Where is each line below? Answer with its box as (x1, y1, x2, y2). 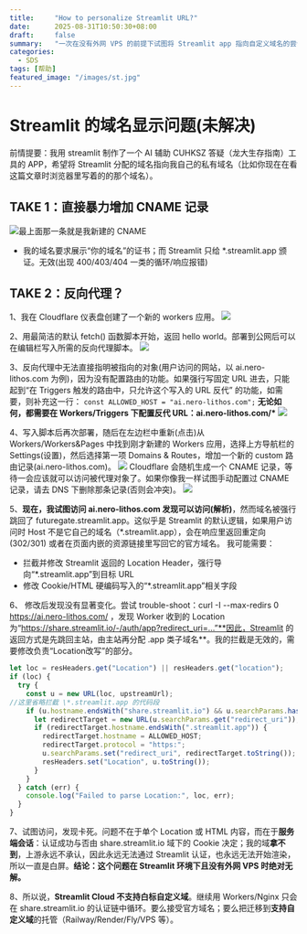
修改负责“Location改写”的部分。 (16, 646, 138, 657)
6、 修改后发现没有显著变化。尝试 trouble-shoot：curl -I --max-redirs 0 (9, 600, 280, 611)
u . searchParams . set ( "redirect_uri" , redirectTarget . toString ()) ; (42, 749, 297, 758)
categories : (9, 48, 55, 57)
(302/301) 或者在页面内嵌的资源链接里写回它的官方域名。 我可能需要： (9, 538, 276, 549)
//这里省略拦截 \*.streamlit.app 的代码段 (9, 697, 160, 707)
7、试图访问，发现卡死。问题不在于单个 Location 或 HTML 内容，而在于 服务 (9, 826, 295, 837)
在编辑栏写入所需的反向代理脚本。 (9, 342, 138, 353)
